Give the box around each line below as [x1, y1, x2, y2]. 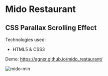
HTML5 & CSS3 [12, 46, 45, 52]
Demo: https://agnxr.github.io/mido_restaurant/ [5, 56, 103, 62]
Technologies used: [5, 36, 46, 42]
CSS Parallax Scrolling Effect [5, 23, 97, 32]
